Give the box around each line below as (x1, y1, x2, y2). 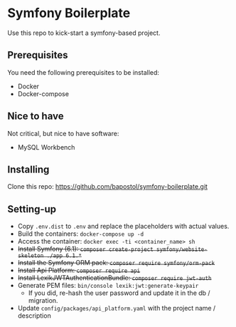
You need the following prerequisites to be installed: (7, 68, 160, 76)
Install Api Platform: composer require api (17, 266, 141, 275)
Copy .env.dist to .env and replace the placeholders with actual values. (17, 222, 230, 231)
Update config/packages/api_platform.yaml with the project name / (17, 304, 216, 313)
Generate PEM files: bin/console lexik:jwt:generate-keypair (17, 281, 199, 290)
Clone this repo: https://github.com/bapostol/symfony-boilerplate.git (7, 182, 208, 191)
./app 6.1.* (46, 252, 82, 259)
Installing (7, 163, 50, 175)
